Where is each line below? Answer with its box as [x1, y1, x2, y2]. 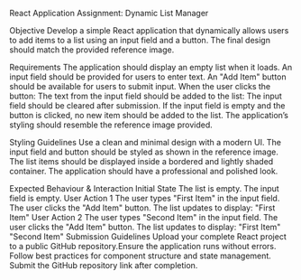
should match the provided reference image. [9, 44, 175, 55]
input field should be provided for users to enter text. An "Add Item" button [9, 71, 287, 82]
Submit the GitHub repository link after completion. [9, 260, 198, 270]
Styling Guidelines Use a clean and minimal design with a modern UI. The [9, 137, 282, 147]
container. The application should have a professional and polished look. [9, 166, 278, 176]
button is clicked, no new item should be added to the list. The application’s [9, 110, 288, 120]
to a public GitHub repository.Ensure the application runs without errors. [9, 241, 277, 251]
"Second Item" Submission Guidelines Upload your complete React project [9, 231, 287, 242]
